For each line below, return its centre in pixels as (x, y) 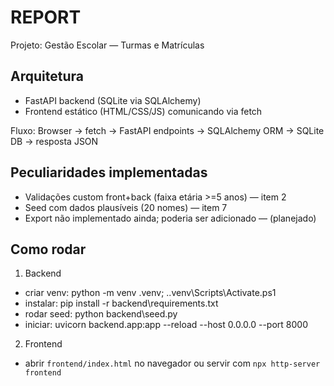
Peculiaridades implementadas (109, 172)
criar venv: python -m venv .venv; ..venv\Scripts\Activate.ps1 (150, 293)
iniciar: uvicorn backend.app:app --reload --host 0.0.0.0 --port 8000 (166, 325)
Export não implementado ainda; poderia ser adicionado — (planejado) (170, 218)
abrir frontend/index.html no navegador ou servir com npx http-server (172, 363)
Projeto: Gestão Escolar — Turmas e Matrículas (107, 45)
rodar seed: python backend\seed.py (101, 314)
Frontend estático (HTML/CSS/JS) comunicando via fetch (143, 111)
